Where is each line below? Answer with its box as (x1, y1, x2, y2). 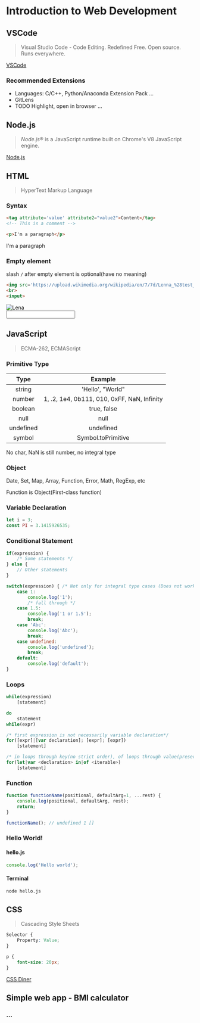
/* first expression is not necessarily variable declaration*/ (6, 732, 169, 738)
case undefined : (17, 639, 58, 645)
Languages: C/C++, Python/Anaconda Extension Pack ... (14, 90, 154, 97)
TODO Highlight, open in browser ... (14, 102, 102, 110)
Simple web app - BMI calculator (6, 993, 129, 1003)
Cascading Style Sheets (20, 921, 80, 928)
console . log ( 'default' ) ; (27, 661, 89, 667)
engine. (20, 142, 40, 150)
